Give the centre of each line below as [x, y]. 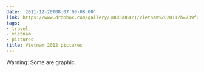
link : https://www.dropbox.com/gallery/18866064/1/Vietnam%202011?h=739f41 [104, 17]
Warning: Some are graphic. [41, 62]
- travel [17, 28]
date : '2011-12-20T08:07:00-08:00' [51, 12]
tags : [13, 23]
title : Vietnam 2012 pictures [45, 46]
